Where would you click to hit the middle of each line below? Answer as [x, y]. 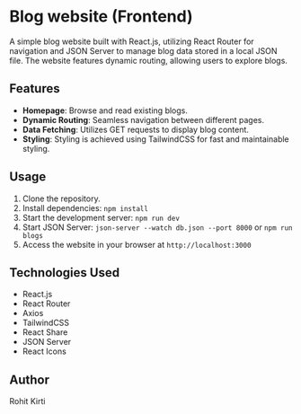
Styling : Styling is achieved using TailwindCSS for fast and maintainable [155, 139]
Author [29, 379]
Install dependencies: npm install [85, 207]
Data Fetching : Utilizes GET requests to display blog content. [136, 129]
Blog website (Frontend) [101, 17]
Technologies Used [64, 273]
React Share [45, 332]
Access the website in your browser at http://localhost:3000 [137, 244]
